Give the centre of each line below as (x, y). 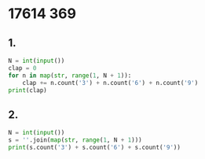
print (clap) (27, 90)
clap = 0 (22, 68)
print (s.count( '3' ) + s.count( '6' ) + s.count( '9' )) (94, 147)
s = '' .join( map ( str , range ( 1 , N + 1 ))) (75, 140)
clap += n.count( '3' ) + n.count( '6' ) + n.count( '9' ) (110, 83)
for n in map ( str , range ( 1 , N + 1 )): (70, 76)
